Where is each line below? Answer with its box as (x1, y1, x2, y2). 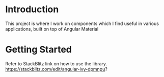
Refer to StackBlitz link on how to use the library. (5, 60, 107, 67)
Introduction (5, 4, 59, 15)
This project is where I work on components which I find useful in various (5, 20, 159, 27)
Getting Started (5, 44, 72, 56)
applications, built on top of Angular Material (5, 25, 99, 32)
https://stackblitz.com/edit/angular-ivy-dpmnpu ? (5, 66, 108, 72)
